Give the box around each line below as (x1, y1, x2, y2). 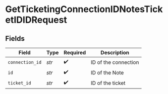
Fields (5, 34, 25, 43)
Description (100, 49, 130, 56)
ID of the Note (90, 69, 124, 76)
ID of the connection (90, 59, 139, 66)
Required (64, 49, 86, 56)
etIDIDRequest (5, 14, 67, 26)
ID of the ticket (90, 79, 126, 86)
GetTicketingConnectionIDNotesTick (5, 4, 163, 15)
